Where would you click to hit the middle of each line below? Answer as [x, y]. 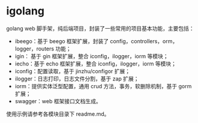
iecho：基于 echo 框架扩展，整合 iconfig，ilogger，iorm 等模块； [96, 64]
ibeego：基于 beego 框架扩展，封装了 [62, 41]
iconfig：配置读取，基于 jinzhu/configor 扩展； [73, 71]
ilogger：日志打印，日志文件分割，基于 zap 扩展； [77, 79]
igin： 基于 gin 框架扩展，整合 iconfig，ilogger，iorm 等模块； [91, 56]
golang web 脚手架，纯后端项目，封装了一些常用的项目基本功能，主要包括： [100, 28]
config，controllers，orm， [144, 41]
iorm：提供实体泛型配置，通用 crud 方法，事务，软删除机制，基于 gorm [103, 86]
